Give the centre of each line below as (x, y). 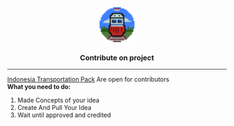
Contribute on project (117, 58)
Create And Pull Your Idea (54, 108)
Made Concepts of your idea (58, 100)
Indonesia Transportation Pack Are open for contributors (88, 79)
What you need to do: (39, 87)
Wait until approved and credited (64, 115)
